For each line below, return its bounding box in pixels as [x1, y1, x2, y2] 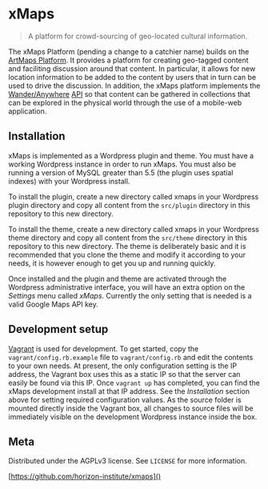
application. [8, 106, 47, 116]
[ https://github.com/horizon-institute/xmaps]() [8, 471, 162, 481]
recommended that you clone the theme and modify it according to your [8, 250, 246, 259]
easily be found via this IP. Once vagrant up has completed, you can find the [8, 378, 260, 387]
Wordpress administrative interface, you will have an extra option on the [8, 282, 246, 292]
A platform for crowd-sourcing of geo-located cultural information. [27, 31, 248, 41]
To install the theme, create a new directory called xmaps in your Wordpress [8, 224, 260, 234]
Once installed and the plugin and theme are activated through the [8, 274, 227, 283]
